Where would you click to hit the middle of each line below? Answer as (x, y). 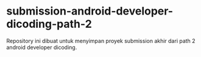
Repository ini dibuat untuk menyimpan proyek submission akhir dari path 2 (101, 41)
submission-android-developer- (90, 11)
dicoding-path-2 (49, 24)
